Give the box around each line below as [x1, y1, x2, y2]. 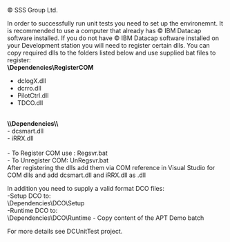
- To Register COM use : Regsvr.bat [7, 149, 108, 157]
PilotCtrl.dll [17, 91, 49, 100]
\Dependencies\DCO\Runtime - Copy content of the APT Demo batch [7, 214, 204, 222]
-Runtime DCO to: [7, 207, 58, 214]
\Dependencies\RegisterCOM [7, 64, 94, 71]
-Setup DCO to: [7, 192, 51, 200]
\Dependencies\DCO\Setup [7, 199, 85, 207]
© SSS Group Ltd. [7, 6, 58, 14]
